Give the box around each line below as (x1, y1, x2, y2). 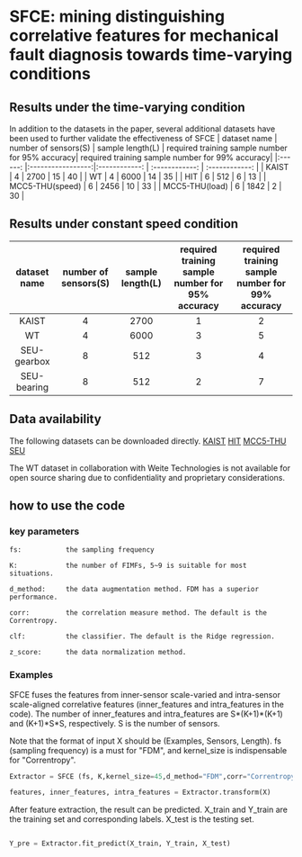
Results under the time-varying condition (9, 99, 245, 114)
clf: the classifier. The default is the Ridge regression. (9, 632, 276, 641)
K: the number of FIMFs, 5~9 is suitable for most (9, 561, 247, 571)
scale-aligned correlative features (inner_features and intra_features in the (9, 699, 285, 709)
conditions (9, 64, 92, 85)
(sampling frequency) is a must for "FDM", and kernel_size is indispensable (9, 744, 288, 755)
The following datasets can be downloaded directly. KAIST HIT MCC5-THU (9, 435, 287, 447)
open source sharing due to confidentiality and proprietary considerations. (9, 472, 286, 483)
